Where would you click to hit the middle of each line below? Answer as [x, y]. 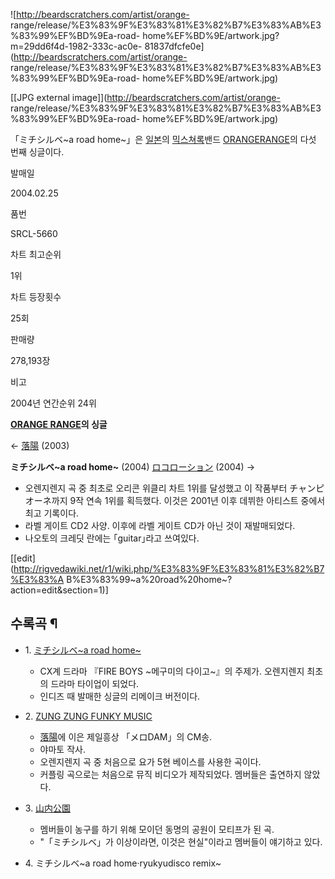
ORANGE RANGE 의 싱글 [59, 424]
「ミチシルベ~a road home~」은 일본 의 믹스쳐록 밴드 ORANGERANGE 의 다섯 [163, 139]
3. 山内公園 [48, 808]
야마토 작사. [62, 749]
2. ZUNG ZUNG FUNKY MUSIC [88, 716]
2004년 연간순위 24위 [53, 403]
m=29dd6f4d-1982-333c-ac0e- [76, 46]
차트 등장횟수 [36, 297]
